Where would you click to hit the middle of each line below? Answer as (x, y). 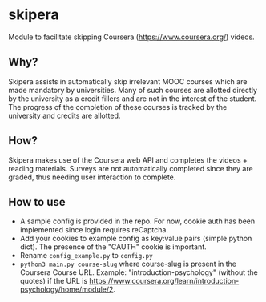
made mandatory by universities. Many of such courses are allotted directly (133, 90)
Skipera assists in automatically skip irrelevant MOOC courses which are (128, 81)
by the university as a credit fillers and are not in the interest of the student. (133, 99)
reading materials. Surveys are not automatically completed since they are (131, 168)
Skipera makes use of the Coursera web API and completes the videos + (128, 160)
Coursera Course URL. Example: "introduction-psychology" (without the (139, 272)
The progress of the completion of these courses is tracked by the (118, 107)
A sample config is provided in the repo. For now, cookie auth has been (137, 221)
